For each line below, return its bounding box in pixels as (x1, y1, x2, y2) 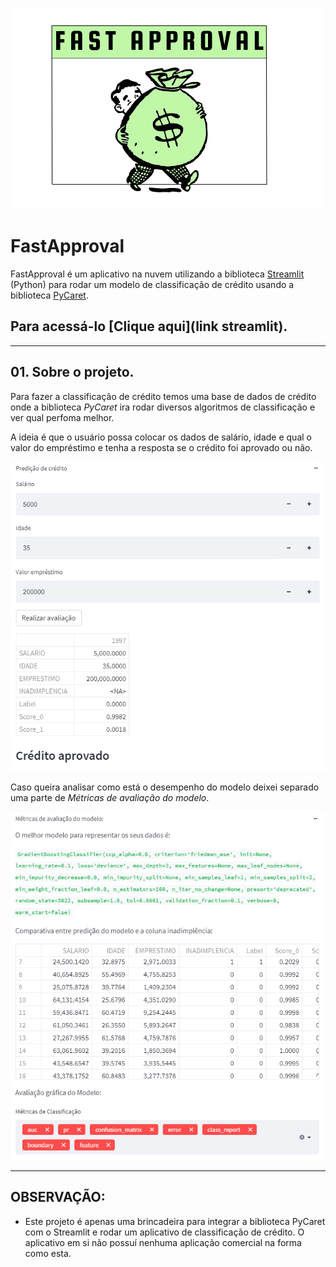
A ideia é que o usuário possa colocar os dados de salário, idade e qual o (10, 431, 312, 443)
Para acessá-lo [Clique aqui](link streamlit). (10, 318, 288, 335)
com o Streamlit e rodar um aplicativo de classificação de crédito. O (24, 1226, 305, 1238)
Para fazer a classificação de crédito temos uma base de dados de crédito (10, 390, 317, 402)
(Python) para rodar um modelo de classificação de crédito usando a (10, 278, 295, 290)
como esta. (24, 1247, 72, 1259)
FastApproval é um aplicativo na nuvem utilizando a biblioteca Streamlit (10, 268, 305, 280)
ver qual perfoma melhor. (10, 411, 115, 423)
